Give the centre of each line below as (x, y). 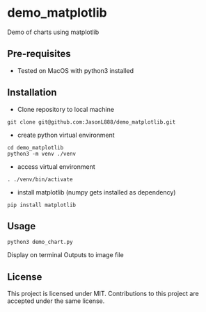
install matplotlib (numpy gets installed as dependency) (96, 192)
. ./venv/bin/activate (40, 179)
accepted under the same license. (56, 301)
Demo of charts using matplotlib (53, 32)
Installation (32, 93)
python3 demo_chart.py (40, 242)
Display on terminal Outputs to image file (65, 255)
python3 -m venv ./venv (42, 154)
